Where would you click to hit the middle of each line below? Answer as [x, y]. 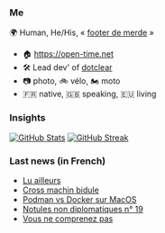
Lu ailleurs [41, 180]
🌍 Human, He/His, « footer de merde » [82, 32]
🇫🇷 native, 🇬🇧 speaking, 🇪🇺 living [89, 94]
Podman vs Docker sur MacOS [79, 199]
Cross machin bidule [60, 190]
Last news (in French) [58, 161]
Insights [27, 118]
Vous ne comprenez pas [68, 219]
